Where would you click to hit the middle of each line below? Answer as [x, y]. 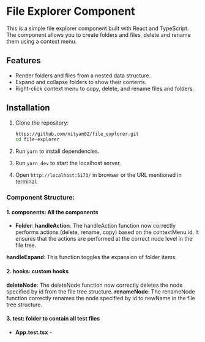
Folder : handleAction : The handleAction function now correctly [95, 226]
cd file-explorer [37, 139]
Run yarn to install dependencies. [57, 151]
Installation [28, 108]
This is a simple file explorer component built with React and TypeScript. [98, 28]
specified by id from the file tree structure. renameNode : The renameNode [101, 291]
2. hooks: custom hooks [38, 271]
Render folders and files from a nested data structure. [83, 76]
